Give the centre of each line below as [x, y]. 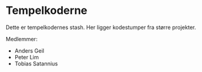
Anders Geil [29, 51]
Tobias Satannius [36, 64]
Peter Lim [27, 57]
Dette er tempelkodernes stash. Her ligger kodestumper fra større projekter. [101, 27]
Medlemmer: [22, 39]
